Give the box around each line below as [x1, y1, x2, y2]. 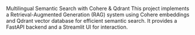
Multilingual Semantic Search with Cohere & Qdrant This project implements [6, 5, 189, 12]
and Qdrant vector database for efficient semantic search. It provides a [6, 17, 177, 24]
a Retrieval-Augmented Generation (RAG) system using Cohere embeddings [6, 11, 190, 18]
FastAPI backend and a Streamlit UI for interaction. [6, 23, 128, 30]
